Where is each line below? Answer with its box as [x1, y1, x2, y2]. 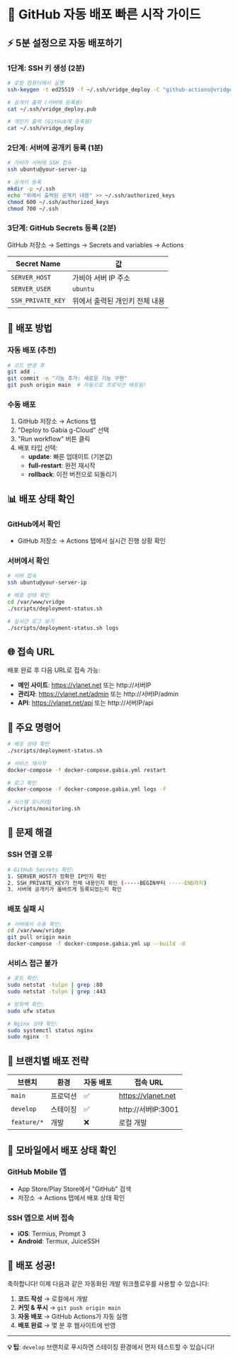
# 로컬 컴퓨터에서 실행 [7, 79, 64, 86]
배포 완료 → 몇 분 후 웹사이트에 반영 [17, 1320, 116, 1329]
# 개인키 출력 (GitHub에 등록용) [7, 118, 93, 125]
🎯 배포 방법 [7, 322, 53, 334]
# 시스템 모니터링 [7, 798, 52, 806]
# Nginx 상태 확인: [7, 1020, 59, 1027]
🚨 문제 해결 [7, 827, 53, 839]
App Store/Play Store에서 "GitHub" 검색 [17, 1184, 132, 1193]
